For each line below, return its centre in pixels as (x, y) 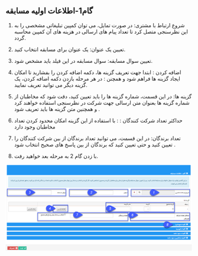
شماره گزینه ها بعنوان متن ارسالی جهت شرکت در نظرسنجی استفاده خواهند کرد (102, 103)
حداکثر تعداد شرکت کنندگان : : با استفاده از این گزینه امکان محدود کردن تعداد (98, 120)
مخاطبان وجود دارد (35, 127)
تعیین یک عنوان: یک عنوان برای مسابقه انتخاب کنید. (70, 49)
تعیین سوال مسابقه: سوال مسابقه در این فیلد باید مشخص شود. (83, 60)
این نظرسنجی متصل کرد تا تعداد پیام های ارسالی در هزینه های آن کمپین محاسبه (101, 31)
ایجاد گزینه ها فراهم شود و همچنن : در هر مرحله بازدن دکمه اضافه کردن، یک (97, 78)
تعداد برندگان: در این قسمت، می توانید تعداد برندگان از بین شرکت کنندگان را (97, 138)
